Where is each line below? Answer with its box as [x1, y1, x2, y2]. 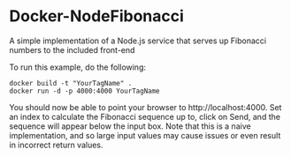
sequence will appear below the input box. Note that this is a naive [9, 121, 251, 131]
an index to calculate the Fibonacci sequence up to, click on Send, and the [9, 111, 281, 122]
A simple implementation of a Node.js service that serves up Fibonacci [9, 35, 267, 46]
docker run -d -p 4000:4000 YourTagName [9, 86, 161, 95]
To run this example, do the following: [9, 62, 147, 72]
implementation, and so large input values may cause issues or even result [9, 130, 281, 140]
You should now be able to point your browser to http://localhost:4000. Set [9, 101, 282, 112]
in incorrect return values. [9, 139, 103, 150]
